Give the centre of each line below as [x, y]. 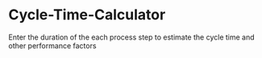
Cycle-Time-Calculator [87, 15]
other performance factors [52, 45]
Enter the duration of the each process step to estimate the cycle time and [132, 37]
